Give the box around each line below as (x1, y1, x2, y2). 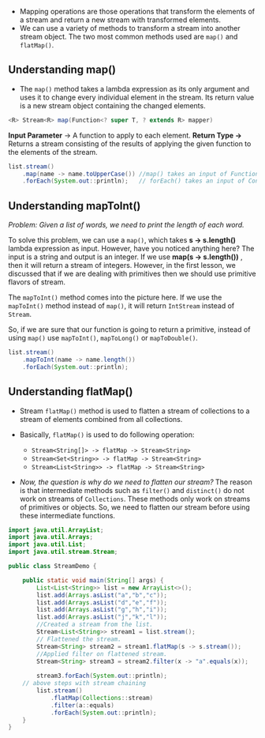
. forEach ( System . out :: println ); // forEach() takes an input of (22, 177, 245, 185)
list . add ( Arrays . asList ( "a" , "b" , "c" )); (36, 591, 168, 599)
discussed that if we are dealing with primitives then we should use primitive (8, 269, 256, 279)
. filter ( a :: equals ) (50, 701, 114, 710)
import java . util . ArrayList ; (8, 525, 104, 534)
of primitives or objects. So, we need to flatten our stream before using (19, 502, 250, 512)
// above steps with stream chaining (22, 680, 147, 687)
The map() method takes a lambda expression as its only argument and (19, 84, 250, 93)
